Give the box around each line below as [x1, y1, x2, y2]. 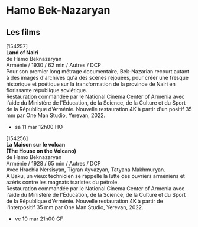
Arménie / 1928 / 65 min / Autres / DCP [6, 160, 101, 167]
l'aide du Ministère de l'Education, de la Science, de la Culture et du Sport [6, 99, 186, 106]
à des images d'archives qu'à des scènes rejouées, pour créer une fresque [6, 74, 189, 81]
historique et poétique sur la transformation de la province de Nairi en [6, 80, 176, 87]
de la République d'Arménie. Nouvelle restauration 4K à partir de [6, 197, 164, 205]
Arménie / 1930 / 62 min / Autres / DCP [6, 61, 102, 69]
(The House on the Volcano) [6, 147, 77, 154]
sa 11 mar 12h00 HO [14, 124, 63, 130]
